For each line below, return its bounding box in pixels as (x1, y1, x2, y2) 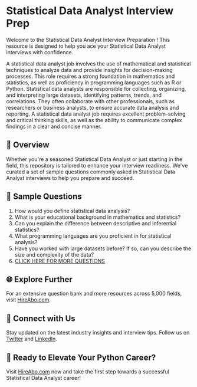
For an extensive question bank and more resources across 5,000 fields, (6, 290, 182, 297)
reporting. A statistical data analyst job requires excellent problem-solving (6, 110, 186, 117)
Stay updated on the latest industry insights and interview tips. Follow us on (6, 329, 190, 336)
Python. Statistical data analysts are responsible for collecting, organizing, (6, 85, 186, 92)
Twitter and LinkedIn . (6, 335, 57, 343)
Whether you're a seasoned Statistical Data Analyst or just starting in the (6, 155, 183, 163)
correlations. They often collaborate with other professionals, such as (6, 97, 175, 104)
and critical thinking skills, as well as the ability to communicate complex (6, 116, 182, 123)
